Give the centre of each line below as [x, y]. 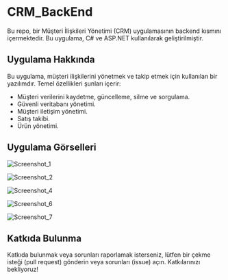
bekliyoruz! [23, 269]
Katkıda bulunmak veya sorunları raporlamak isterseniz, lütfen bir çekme [109, 255]
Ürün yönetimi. [38, 126]
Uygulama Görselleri [52, 148]
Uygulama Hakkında [51, 60]
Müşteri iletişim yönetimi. [52, 111]
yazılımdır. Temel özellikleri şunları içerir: [64, 84]
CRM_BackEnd [50, 12]
